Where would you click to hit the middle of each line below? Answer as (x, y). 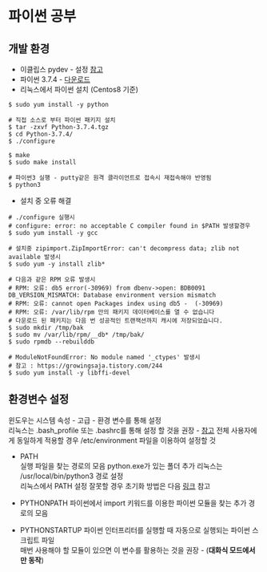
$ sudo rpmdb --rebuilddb (51, 342)
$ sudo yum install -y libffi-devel (69, 373)
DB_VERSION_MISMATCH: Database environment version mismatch (112, 295)
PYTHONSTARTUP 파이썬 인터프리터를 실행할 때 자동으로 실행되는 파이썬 (135, 529)
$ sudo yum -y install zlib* (57, 264)
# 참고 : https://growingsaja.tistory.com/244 (86, 366)
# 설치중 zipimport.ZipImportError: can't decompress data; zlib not (124, 249)
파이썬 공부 (42, 16)
